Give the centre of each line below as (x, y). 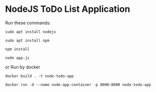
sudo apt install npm (27, 41)
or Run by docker (23, 67)
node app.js (17, 58)
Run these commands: (28, 23)
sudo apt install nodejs (31, 32)
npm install (17, 49)
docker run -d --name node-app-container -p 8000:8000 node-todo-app (78, 85)
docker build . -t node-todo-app (39, 76)
